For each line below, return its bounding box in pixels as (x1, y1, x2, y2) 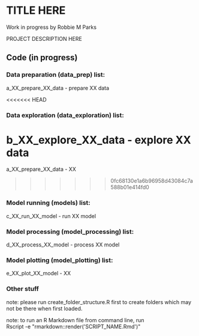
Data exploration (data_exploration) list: (6, 111, 124, 119)
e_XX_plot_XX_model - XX (6, 270, 71, 277)
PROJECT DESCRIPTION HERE (6, 35, 82, 42)
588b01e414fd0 (110, 184, 150, 191)
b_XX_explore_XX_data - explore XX (6, 133, 191, 147)
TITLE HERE (6, 4, 66, 17)
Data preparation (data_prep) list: (6, 70, 105, 79)
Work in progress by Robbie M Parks (6, 23, 97, 31)
